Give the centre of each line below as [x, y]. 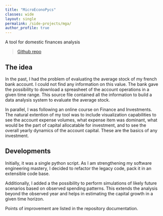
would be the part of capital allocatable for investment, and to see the [76, 125]
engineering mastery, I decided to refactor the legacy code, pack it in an [78, 168]
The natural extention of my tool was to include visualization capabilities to [81, 114]
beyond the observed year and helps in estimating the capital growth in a [79, 193]
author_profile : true [27, 28]
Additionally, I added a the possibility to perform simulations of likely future [81, 183]
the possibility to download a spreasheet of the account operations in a [77, 89]
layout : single [21, 19]
